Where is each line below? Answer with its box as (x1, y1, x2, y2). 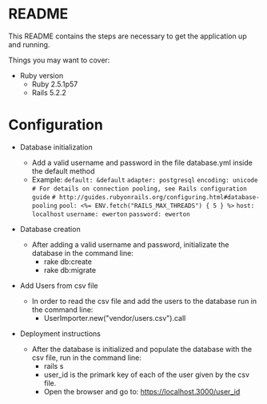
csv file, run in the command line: (31, 353, 142, 362)
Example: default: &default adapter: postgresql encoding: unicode (31, 174, 258, 184)
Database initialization (19, 142, 94, 152)
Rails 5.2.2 (31, 87, 66, 97)
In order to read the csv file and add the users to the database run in (31, 296, 257, 306)
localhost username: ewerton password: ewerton (31, 210, 190, 218)
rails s (43, 361, 64, 370)
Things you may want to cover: (8, 55, 110, 65)
